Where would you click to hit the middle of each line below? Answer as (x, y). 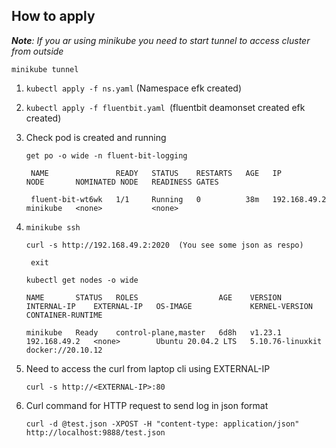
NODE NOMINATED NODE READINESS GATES (122, 182)
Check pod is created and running (96, 137)
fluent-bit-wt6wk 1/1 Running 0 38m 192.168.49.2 (178, 199)
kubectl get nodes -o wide (82, 280)
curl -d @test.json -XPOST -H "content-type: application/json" (162, 424)
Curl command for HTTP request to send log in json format (147, 405)
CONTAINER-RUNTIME (64, 315)
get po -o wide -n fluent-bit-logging (106, 155)
